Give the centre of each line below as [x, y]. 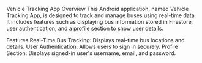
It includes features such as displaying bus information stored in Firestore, [100, 22]
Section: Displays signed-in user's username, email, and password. [91, 53]
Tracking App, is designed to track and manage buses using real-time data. [101, 15]
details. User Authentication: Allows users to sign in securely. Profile [92, 46]
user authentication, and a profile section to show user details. [85, 28]
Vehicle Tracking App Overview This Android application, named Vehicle [98, 9]
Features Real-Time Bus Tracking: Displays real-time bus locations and [95, 40]
